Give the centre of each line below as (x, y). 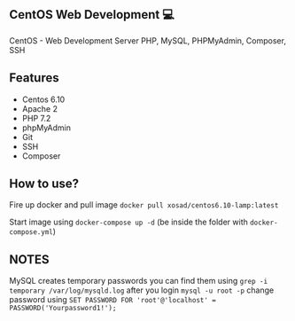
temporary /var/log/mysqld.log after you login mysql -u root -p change (142, 290)
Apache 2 (39, 108)
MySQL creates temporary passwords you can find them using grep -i (139, 281)
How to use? (44, 184)
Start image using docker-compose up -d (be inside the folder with (128, 222)
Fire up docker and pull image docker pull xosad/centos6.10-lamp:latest (144, 205)
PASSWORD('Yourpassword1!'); (63, 309)
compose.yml (31, 232)
